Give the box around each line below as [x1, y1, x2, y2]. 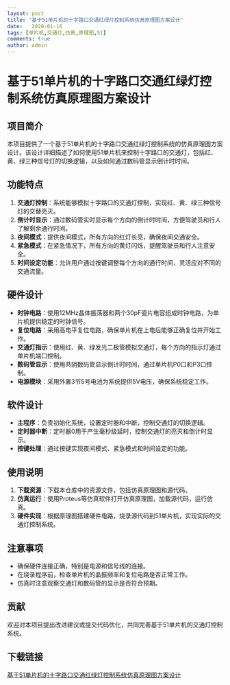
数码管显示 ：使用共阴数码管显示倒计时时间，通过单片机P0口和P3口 [16, 360, 207, 368]
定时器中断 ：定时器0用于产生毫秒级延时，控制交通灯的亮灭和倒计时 [16, 427, 207, 436]
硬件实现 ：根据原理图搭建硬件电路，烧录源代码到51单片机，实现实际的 [16, 512, 216, 520]
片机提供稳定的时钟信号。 [16, 317, 90, 325]
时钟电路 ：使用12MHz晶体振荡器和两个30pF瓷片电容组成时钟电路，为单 [16, 308, 220, 316]
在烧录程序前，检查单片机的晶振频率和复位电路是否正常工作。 [16, 570, 192, 579]
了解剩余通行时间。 [16, 224, 72, 232]
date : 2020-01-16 [7, 23, 63, 30]
